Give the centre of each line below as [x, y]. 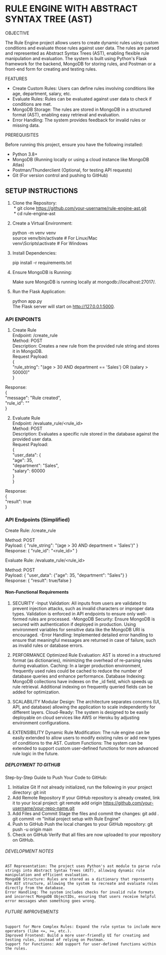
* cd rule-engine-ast [34, 213]
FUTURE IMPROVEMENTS [32, 912]
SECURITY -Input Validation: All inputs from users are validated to [79, 603]
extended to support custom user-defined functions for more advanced [85, 748]
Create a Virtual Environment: [42, 223]
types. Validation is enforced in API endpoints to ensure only [74, 613]
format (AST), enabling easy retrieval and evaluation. [66, 114]
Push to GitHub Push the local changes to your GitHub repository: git [82, 824]
